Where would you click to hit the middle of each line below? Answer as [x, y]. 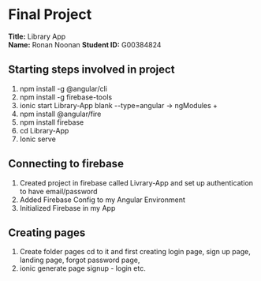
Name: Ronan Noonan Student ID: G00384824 [85, 44]
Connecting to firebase [66, 164]
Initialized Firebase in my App [67, 208]
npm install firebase [52, 122]
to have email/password [58, 191]
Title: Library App [37, 36]
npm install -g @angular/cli [63, 88]
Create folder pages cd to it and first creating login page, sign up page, [135, 252]
